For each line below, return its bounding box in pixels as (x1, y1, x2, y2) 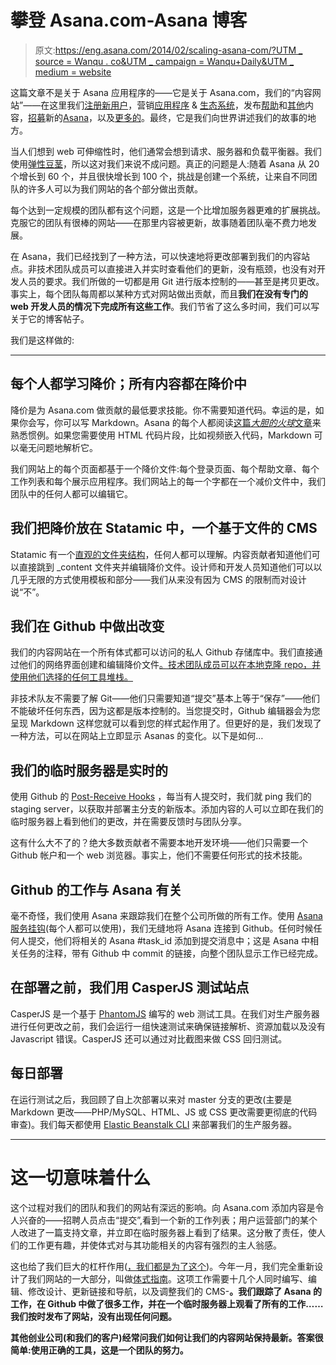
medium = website (34, 66, 112, 78)
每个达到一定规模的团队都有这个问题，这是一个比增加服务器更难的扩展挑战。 (10, 204, 326, 216)
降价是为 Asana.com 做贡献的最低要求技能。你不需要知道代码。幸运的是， (10, 404, 316, 416)
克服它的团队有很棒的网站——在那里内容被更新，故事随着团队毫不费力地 (10, 216, 308, 228)
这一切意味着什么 (10, 1166, 152, 1189)
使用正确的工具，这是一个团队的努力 (30, 1344, 180, 1356)
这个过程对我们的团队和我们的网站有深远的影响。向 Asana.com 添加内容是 (10, 1201, 316, 1213)
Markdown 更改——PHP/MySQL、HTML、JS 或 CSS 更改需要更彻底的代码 (10, 1106, 318, 1118)
